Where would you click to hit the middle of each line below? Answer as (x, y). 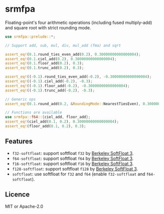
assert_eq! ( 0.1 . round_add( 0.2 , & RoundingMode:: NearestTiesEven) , (73, 104)
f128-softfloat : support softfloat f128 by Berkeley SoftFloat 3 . (75, 169)
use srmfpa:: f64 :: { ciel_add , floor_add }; (48, 117)
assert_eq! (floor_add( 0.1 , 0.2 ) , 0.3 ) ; (46, 126)
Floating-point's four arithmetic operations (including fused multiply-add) (79, 22)
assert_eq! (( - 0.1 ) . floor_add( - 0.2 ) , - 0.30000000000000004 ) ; (68, 86)
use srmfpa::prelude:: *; (30, 37)
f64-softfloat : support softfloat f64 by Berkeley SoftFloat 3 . (73, 158)
